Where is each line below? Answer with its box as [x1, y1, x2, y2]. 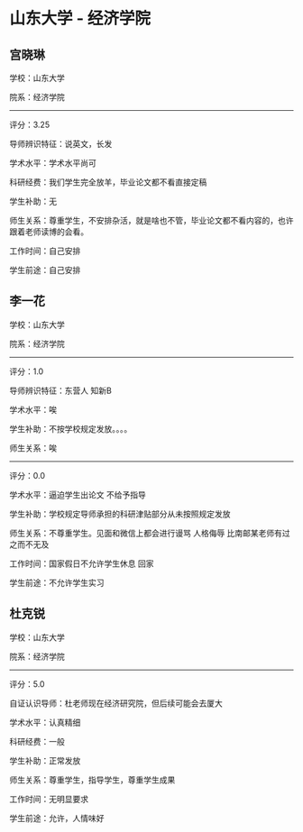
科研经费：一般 [9, 736, 65, 746]
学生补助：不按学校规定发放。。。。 [9, 423, 133, 434]
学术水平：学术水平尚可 [9, 158, 96, 168]
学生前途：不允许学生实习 [9, 577, 105, 588]
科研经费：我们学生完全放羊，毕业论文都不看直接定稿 [9, 177, 207, 187]
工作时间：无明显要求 [9, 793, 88, 804]
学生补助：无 [9, 196, 57, 206]
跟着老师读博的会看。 [9, 226, 88, 237]
